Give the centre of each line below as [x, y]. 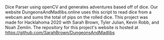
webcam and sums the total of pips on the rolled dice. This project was [77, 17]
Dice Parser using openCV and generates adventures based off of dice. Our [82, 7]
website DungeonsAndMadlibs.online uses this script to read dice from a [78, 12]
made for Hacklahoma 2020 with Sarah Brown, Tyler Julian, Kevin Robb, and [82, 22]
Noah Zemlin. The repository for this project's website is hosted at [72, 27]
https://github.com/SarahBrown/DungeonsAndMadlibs [60, 33]
